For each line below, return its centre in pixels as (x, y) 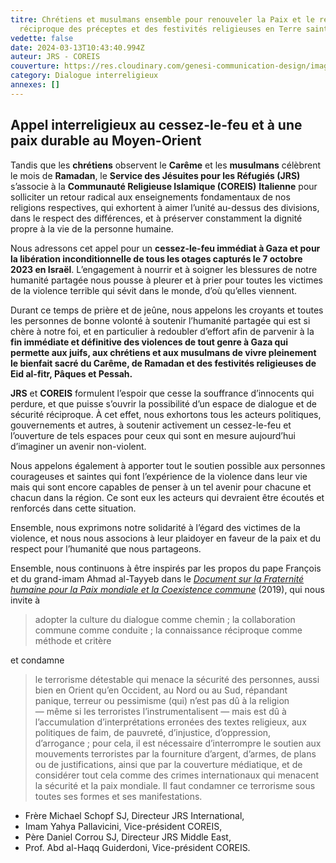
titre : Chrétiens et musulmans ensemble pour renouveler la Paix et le (162, 19)
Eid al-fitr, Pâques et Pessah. (71, 373)
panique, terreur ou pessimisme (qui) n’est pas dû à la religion (162, 700)
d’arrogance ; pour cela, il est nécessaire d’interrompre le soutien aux (178, 743)
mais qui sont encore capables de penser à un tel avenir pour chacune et (161, 487)
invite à (25, 600)
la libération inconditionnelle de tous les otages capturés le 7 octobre (156, 258)
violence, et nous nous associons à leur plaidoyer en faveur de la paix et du (166, 538)
